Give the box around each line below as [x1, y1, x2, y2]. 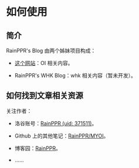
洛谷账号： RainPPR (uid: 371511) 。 [14, 119, 97, 126]
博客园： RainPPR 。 [14, 145, 62, 152]
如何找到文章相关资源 [6, 91, 83, 101]
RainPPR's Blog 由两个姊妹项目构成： [6, 47, 96, 54]
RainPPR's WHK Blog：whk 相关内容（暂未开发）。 [14, 72, 137, 79]
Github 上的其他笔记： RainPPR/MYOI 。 [14, 132, 109, 139]
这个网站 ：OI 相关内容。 [14, 60, 73, 66]
